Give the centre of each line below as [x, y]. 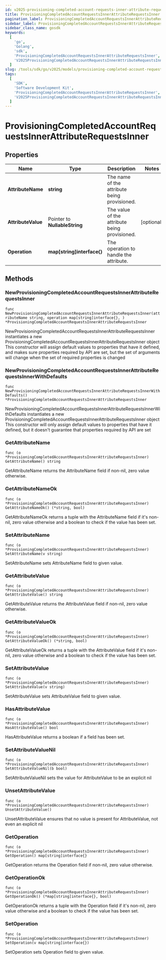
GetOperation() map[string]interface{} [46, 856]
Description [122, 169]
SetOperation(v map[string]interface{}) [47, 943]
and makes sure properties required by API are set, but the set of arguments [83, 352]
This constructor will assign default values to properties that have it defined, [83, 347]
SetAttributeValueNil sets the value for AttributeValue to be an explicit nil [78, 778]
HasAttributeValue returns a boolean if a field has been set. [65, 737]
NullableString [65, 225]
